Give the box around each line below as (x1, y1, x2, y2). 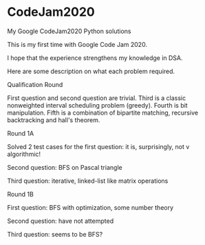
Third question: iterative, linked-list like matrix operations (7, 177, 169, 185)
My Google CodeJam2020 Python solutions (7, 27, 131, 35)
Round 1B (7, 190, 34, 198)
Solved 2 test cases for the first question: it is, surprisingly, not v (7, 142, 190, 150)
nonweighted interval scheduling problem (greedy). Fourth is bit (7, 101, 188, 109)
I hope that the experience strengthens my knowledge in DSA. (7, 53, 184, 62)
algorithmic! (7, 150, 41, 158)
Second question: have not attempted (7, 217, 114, 225)
